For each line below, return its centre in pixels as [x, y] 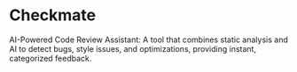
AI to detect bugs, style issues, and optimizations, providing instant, [133, 48]
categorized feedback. [51, 58]
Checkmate [53, 15]
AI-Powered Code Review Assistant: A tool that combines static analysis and [148, 40]
